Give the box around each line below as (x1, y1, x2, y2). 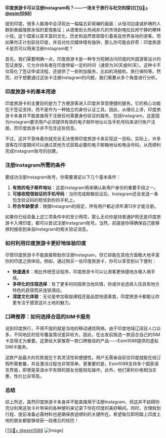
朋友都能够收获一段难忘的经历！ (13, 418, 79, 424)
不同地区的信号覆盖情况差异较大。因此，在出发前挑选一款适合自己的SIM (13, 332, 161, 338)
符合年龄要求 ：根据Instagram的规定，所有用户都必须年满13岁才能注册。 (12, 203, 159, 209)
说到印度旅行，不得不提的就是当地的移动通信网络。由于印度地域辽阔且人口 (5, 325, 157, 331)
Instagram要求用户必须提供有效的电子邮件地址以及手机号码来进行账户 (9, 119, 151, 125)
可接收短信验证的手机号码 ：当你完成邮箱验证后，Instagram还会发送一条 (12, 190, 159, 196)
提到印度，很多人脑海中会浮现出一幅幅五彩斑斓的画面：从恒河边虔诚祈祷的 (5, 21, 157, 26)
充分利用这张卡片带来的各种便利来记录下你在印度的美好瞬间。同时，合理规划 (5, 405, 161, 411)
